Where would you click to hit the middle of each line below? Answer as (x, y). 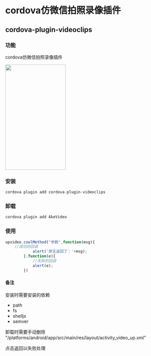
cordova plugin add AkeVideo (36, 217)
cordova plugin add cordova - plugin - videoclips (55, 192)
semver (21, 321)
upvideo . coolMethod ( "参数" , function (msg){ (50, 242)
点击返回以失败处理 (25, 348)
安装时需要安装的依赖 (27, 295)
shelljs (19, 316)
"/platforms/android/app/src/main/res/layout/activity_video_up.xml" (76, 338)
